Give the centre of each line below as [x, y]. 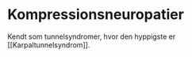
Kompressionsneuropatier [96, 15]
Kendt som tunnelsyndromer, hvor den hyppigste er [92, 36]
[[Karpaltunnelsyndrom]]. [49, 44]
